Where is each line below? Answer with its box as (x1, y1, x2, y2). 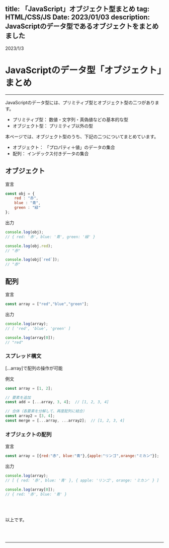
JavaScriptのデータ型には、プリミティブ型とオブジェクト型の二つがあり (5, 99, 155, 105)
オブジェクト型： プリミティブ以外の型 (12, 123, 93, 129)
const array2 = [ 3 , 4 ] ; (5, 413, 55, 418)
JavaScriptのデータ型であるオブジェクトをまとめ (5, 22, 159, 31)
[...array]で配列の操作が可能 (5, 365, 63, 371)
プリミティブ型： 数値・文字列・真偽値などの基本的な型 (12, 116, 128, 123)
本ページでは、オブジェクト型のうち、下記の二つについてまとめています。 (5, 133, 159, 140)
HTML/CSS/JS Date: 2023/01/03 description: (5, 13, 150, 22)
